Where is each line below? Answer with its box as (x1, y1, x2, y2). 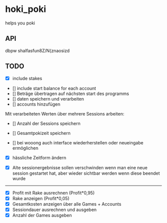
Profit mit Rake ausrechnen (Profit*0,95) (12, 190, 95, 196)
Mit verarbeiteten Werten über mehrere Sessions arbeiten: (5, 111, 124, 116)
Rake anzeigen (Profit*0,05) (12, 195, 70, 201)
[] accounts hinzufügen (12, 101, 61, 107)
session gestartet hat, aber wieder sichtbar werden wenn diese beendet (12, 170, 160, 176)
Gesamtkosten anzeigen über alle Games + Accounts (12, 201, 122, 207)
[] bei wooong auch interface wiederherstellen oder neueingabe (12, 139, 144, 145)
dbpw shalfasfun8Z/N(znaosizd (5, 47, 70, 53)
